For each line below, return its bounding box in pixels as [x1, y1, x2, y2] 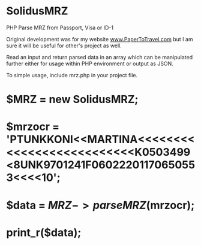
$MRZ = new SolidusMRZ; [6, 93, 139, 106]
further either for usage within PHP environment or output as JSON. [6, 60, 174, 67]
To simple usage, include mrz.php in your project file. [6, 71, 138, 78]
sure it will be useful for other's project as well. [6, 42, 122, 49]
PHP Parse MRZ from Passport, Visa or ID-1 [6, 24, 114, 31]
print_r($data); [6, 226, 82, 239]
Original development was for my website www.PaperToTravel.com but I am [6, 35, 193, 43]
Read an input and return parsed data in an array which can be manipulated [6, 53, 193, 61]
